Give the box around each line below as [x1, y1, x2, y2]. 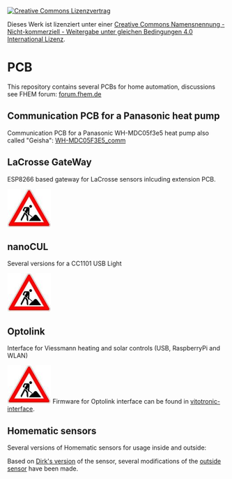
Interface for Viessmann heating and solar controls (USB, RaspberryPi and [7, 344, 221, 353]
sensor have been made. [7, 464, 79, 473]
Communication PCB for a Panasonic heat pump [7, 110, 221, 122]
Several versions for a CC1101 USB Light [7, 259, 122, 268]
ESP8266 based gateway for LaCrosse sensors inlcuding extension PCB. [7, 175, 216, 183]
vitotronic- [190, 397, 221, 406]
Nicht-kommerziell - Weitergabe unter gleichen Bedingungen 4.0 [7, 28, 193, 36]
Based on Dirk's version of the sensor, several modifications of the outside [7, 457, 222, 465]
